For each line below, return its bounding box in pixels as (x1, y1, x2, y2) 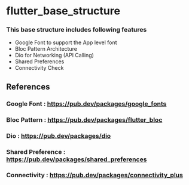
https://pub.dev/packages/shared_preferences (6, 155, 147, 164)
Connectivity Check (14, 64, 64, 72)
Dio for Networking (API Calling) (14, 52, 94, 59)
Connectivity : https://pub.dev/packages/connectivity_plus (6, 171, 184, 180)
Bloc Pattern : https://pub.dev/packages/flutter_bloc (6, 115, 163, 124)
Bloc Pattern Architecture (14, 45, 78, 53)
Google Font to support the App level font (14, 39, 118, 46)
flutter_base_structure (6, 4, 121, 18)
